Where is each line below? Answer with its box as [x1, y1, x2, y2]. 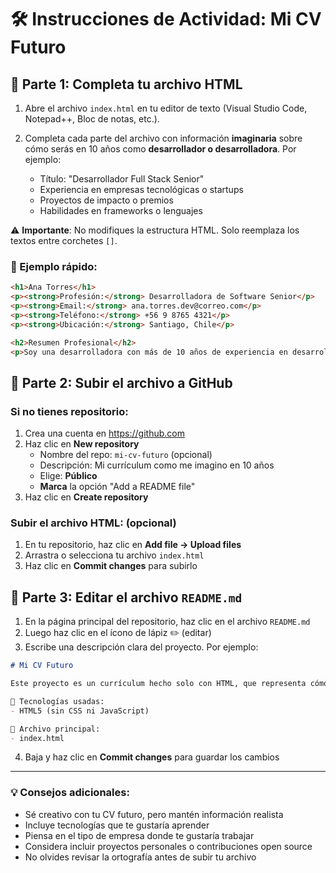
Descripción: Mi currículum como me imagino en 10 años [39, 459, 275, 471]
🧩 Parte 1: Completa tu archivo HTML [10, 76, 243, 93]
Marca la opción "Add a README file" [39, 481, 196, 493]
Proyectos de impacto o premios [39, 194, 174, 206]
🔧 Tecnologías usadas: [10, 696, 105, 706]
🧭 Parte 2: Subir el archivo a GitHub [10, 374, 233, 391]
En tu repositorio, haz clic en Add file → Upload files [24, 539, 242, 551]
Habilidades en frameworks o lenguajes [39, 205, 203, 216]
